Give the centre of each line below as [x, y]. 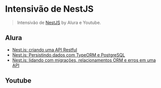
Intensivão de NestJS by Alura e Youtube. [59, 22]
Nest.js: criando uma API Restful [45, 49]
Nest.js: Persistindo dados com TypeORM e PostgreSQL [69, 55]
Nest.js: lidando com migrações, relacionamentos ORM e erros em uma [84, 60]
